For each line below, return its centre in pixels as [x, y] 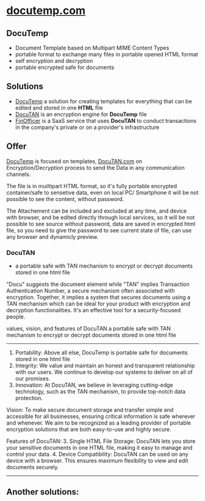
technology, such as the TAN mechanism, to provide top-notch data [100, 391]
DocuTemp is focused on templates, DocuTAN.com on [74, 161]
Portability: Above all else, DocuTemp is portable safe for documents [101, 353]
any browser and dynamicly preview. [52, 236]
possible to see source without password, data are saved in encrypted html [101, 224]
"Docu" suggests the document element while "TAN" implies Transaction [98, 284]
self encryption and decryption [54, 61]
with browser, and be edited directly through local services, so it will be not [101, 217]
